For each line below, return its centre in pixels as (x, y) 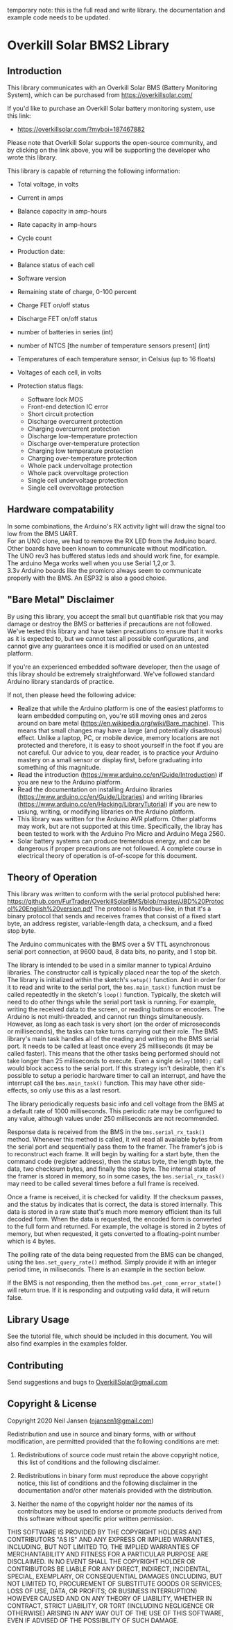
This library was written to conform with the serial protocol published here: (114, 894)
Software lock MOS (55, 399)
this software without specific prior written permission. (95, 1518)
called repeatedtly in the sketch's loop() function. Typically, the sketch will (114, 995)
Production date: (41, 251)
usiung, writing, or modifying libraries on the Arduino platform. (106, 812)
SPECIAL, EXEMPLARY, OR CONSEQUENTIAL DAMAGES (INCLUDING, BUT (115, 1576)
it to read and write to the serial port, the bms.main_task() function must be (114, 987)
